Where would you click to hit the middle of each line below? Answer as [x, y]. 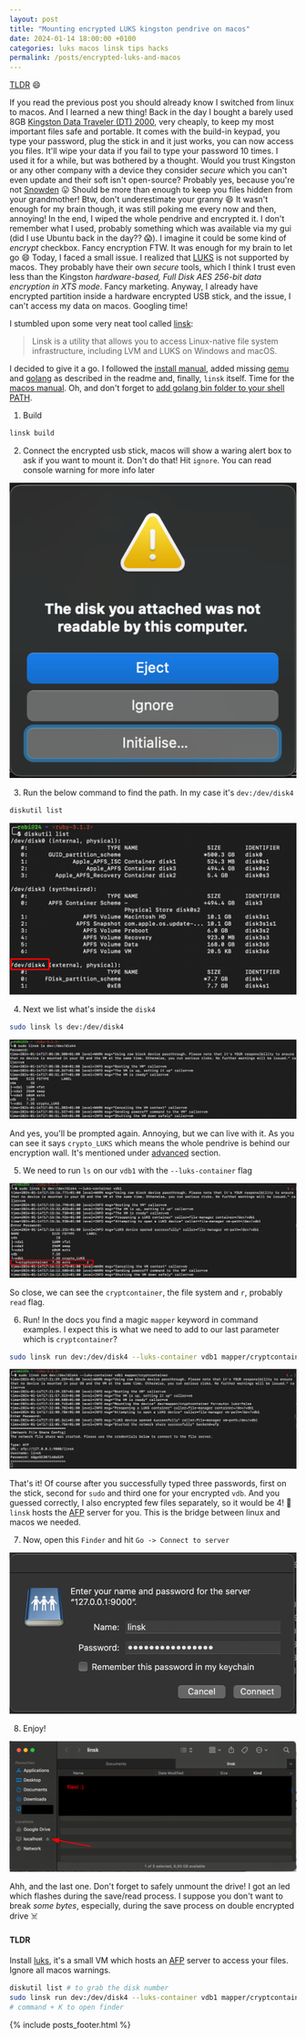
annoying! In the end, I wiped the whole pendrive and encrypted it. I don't [147, 219]
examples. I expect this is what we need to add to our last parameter [151, 1329]
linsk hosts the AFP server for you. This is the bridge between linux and [145, 1513]
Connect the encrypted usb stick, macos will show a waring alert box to [157, 450]
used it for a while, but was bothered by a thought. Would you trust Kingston [153, 160]
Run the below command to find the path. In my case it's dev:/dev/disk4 [158, 792]
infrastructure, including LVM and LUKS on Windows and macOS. [154, 351]
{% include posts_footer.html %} [70, 2024]
